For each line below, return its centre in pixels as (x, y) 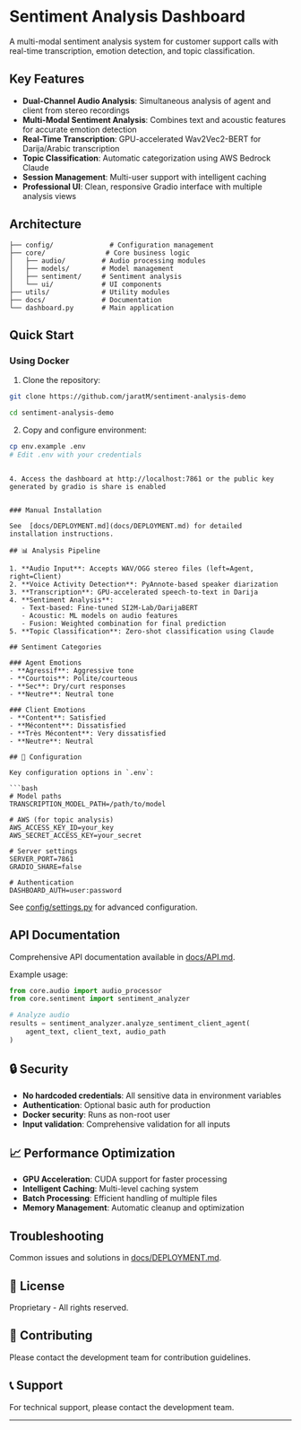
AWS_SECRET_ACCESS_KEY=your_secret (76, 835)
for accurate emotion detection (79, 129)
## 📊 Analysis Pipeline (55, 550)
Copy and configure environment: (84, 430)
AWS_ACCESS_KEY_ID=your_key (62, 827)
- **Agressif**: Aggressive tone (72, 670)
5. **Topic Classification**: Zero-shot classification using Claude (142, 631)
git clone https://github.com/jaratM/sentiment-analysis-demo (128, 397)
